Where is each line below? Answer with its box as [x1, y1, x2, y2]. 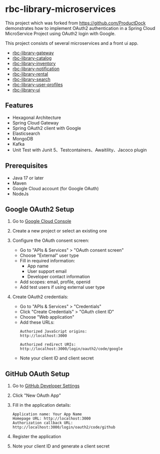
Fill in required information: [19, 258, 75, 264]
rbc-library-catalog [12, 55, 52, 61]
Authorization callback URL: [12, 421, 73, 426]
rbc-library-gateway [12, 50, 54, 56]
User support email [27, 268, 67, 274]
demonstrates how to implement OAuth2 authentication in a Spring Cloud [5, 25, 156, 31]
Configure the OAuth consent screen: [12, 237, 90, 243]
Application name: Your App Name [12, 412, 82, 417]
